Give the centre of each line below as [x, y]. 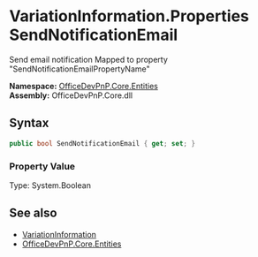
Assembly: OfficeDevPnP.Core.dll [71, 95]
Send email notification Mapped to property [88, 59]
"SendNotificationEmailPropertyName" [80, 69]
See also [33, 213]
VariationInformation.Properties [129, 16]
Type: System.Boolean [50, 185]
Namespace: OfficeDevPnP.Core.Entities [84, 86]
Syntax [29, 123]
